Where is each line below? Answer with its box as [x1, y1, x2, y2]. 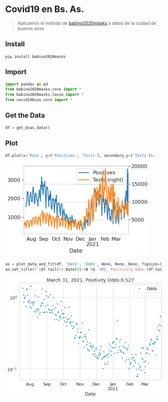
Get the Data [5, 111, 45, 120]
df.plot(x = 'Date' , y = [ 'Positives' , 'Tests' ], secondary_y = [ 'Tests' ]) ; [5, 153, 155, 158]
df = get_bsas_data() [5, 125, 50, 130]
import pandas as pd [5, 82, 48, 87]
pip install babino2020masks [5, 54, 66, 59]
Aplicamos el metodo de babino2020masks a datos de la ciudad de [17, 20, 156, 26]
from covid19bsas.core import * [5, 98, 72, 103]
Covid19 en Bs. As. [5, 4, 84, 15]
